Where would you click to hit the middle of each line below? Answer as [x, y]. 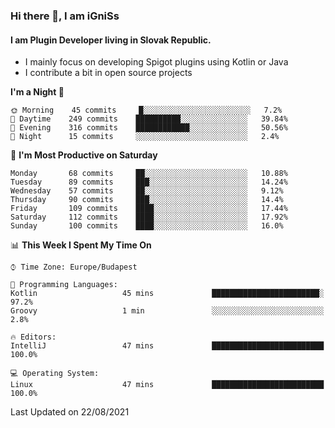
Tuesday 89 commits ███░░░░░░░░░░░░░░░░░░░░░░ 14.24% [149, 182]
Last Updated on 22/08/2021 [70, 412]
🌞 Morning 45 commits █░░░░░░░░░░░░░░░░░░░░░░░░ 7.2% [146, 110]
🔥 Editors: [33, 337]
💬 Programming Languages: [64, 285]
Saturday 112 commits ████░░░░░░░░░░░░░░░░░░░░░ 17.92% [149, 217]
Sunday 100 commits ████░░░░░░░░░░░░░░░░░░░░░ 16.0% [147, 226]
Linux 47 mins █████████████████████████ [167, 385]
